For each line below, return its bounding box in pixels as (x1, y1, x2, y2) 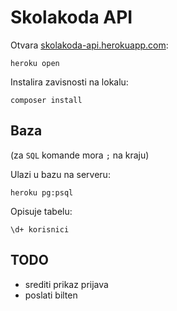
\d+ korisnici (10, 224, 70, 235)
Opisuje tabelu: (10, 205, 73, 217)
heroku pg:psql (10, 187, 74, 198)
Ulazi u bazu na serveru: (10, 168, 111, 180)
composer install (10, 95, 83, 105)
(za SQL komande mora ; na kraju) (10, 149, 150, 161)
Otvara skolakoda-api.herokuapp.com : (10, 39, 169, 51)
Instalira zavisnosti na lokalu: (10, 76, 129, 88)
